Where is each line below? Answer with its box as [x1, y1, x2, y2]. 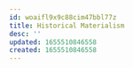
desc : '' [9, 29, 42, 38]
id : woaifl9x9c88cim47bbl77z [9, 12, 117, 22]
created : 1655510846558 [9, 46, 98, 55]
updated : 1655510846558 [9, 37, 98, 47]
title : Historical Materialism [9, 21, 125, 30]
